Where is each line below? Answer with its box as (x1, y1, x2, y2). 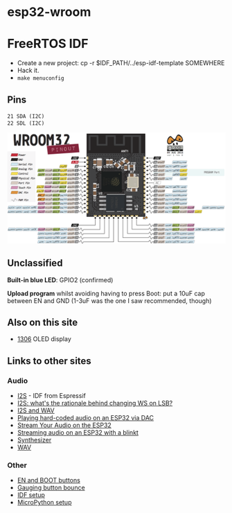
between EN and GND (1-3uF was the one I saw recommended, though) (7, 296, 213, 305)
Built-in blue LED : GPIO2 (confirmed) (7, 275, 114, 284)
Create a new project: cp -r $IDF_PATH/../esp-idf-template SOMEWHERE (17, 59, 225, 67)
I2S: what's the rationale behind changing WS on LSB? (17, 399, 173, 408)
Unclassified (7, 257, 63, 269)
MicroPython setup (17, 498, 72, 507)
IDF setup (17, 491, 45, 499)
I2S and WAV (17, 406, 55, 415)
